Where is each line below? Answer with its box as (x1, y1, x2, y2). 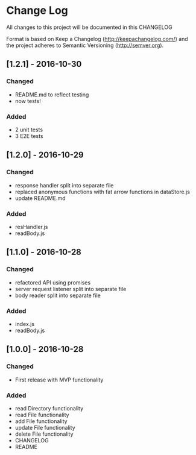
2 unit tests (14, 126, 43, 133)
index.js (14, 320, 35, 327)
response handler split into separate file (14, 181, 114, 189)
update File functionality (14, 424, 75, 431)
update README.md (14, 194, 66, 202)
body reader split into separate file (14, 292, 101, 299)
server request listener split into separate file (14, 285, 127, 292)
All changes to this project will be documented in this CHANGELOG (6, 24, 173, 31)
